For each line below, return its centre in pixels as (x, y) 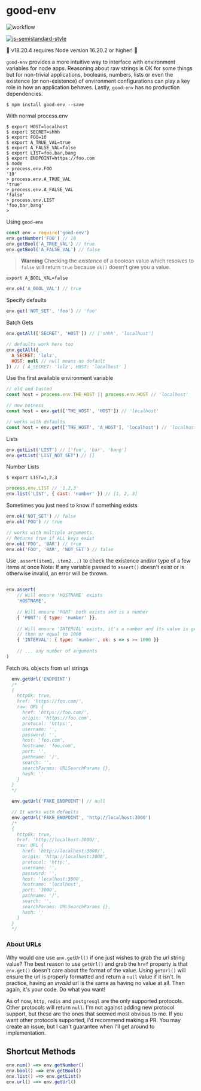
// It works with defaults (45, 812)
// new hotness (25, 406)
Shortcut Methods (41, 1051)
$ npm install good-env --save (45, 105)
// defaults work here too (40, 344)
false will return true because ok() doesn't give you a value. (96, 267)
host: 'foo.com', (44, 741)
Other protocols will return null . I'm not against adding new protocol (90, 1007)
